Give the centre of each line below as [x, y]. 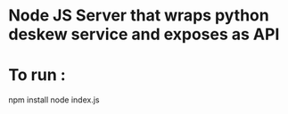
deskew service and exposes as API [144, 34]
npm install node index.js [54, 100]
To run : [37, 75]
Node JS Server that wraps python [139, 16]
